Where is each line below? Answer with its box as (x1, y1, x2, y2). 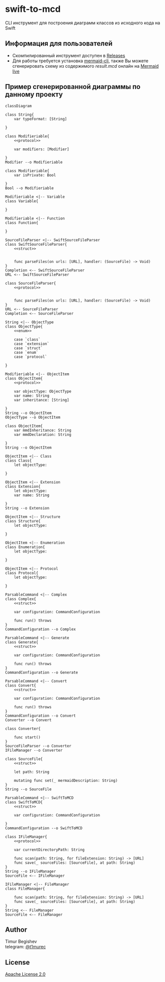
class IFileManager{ (5, 834, 48, 839)
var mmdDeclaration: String (14, 432, 71, 437)
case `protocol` (14, 354, 48, 359)
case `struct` (14, 345, 43, 350)
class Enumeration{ (5, 545, 45, 550)
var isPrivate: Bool (14, 172, 56, 177)
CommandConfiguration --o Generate (5, 670, 78, 675)
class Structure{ (5, 518, 41, 523)
